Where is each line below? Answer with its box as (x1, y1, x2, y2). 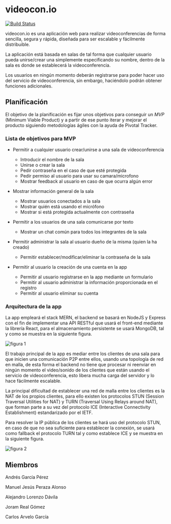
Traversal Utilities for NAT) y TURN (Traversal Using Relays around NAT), (5, 399, 158, 405)
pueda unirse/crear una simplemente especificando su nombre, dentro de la (5, 56, 165, 62)
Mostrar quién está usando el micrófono (20, 204, 104, 210)
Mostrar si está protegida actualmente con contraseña (20, 209, 134, 215)
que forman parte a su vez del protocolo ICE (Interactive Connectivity (5, 404, 151, 410)
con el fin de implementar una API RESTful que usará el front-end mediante (5, 320, 163, 326)
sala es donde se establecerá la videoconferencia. (5, 62, 111, 68)
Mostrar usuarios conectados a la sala (20, 198, 101, 204)
